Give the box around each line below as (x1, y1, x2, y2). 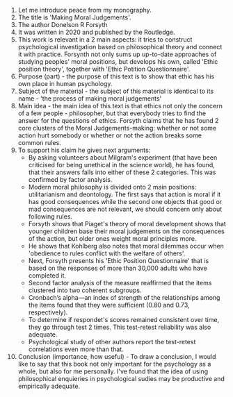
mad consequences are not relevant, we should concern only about (28, 205, 223, 213)
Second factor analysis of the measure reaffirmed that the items (28, 279, 212, 287)
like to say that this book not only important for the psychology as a (17, 360, 211, 368)
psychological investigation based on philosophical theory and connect (17, 43, 223, 51)
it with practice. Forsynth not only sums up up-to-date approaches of (17, 50, 217, 58)
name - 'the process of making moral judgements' (17, 94, 162, 103)
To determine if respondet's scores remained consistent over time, (28, 316, 220, 323)
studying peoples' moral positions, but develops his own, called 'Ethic (17, 58, 218, 65)
